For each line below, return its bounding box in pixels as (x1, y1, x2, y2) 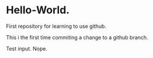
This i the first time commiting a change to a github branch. (6, 34, 148, 41)
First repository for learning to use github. (6, 23, 107, 30)
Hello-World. (6, 3, 70, 17)
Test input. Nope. (6, 45, 48, 52)
